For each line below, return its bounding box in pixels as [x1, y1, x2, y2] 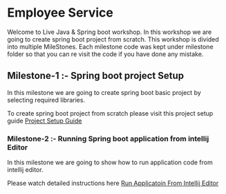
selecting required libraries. [7, 96, 85, 104]
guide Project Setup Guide [7, 116, 82, 125]
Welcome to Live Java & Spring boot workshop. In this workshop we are [7, 28, 212, 36]
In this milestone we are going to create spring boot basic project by [7, 88, 202, 96]
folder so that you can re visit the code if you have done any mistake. [7, 50, 204, 58]
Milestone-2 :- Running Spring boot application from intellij [7, 134, 209, 143]
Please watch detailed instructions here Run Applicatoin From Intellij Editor [7, 179, 219, 188]
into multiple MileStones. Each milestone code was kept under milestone [7, 42, 214, 51]
